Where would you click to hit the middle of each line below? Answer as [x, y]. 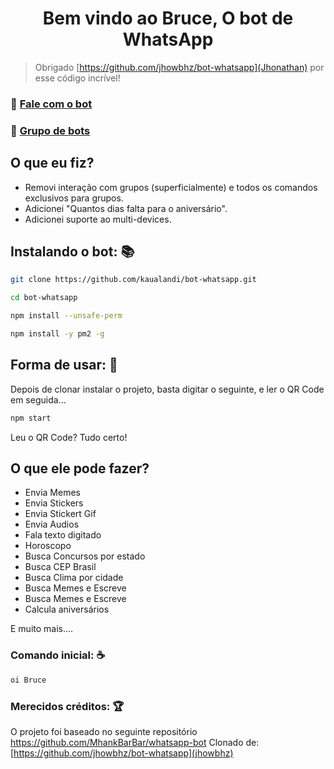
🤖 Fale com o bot [51, 104]
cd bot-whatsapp [44, 298]
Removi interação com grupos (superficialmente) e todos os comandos [171, 187]
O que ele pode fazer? [80, 468]
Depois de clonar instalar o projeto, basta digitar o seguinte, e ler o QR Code [167, 389]
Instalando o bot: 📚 [72, 251]
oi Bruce [28, 680]
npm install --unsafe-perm [66, 316]
